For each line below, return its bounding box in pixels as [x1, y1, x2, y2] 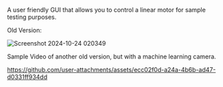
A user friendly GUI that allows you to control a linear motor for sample [7, 6, 207, 14]
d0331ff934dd [7, 73, 48, 81]
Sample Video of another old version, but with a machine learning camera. [7, 52, 217, 60]
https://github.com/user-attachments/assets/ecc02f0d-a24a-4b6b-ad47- [7, 66, 216, 73]
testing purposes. [7, 13, 57, 21]
